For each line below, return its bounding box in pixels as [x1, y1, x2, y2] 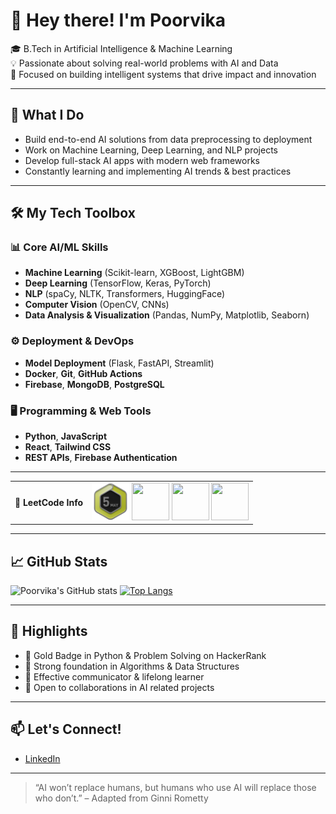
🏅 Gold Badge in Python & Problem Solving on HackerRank [24, 649, 267, 661]
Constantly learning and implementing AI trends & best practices [24, 165, 292, 177]
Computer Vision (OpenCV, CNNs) [24, 299, 170, 311]
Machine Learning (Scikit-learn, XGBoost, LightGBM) [24, 267, 245, 279]
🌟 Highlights [10, 623, 88, 640]
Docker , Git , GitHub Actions [24, 367, 143, 379]
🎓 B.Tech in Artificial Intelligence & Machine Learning [10, 42, 233, 54]
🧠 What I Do [10, 107, 85, 124]
